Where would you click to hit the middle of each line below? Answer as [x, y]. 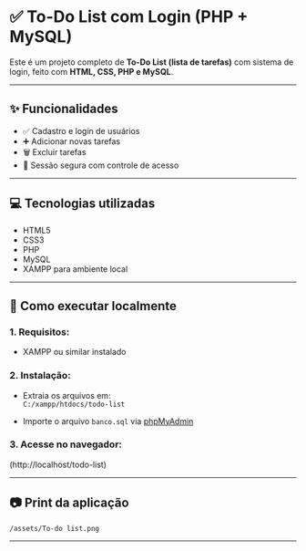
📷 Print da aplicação [69, 503]
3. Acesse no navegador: [66, 444]
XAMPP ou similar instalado [74, 352]
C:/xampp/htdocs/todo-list [74, 404]
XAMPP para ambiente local [75, 269]
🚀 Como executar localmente [93, 306]
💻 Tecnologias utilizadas [82, 204]
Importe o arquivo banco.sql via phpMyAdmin [108, 421]
